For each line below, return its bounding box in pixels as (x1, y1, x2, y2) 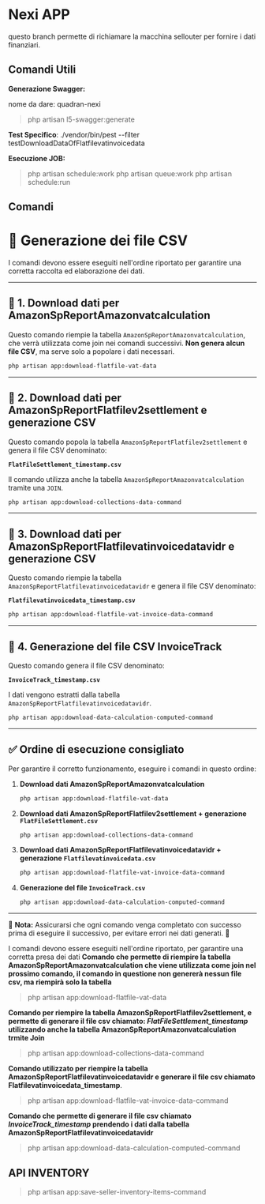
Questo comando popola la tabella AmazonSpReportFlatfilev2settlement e (8, 437, 248, 446)
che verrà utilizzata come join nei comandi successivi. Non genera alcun (8, 338, 245, 348)
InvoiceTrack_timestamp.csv (8, 675, 101, 684)
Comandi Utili (8, 63, 77, 77)
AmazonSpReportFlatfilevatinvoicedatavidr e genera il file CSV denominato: (8, 581, 256, 591)
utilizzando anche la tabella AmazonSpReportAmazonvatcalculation (8, 1025, 237, 1034)
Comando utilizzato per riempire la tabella (8, 1064, 148, 1074)
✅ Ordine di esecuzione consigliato (8, 743, 185, 756)
